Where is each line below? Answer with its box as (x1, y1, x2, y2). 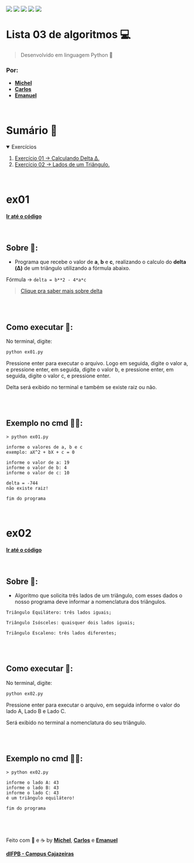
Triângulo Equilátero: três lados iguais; (6, 610, 112, 616)
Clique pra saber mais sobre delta (20, 287, 103, 295)
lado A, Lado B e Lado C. (6, 707, 66, 714)
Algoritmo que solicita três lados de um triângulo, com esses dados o (14, 592, 183, 599)
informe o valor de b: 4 (6, 464, 67, 470)
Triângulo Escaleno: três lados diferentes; (6, 630, 117, 636)
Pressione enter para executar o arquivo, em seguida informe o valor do (6, 701, 180, 708)
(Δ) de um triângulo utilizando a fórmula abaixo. (14, 265, 131, 272)
